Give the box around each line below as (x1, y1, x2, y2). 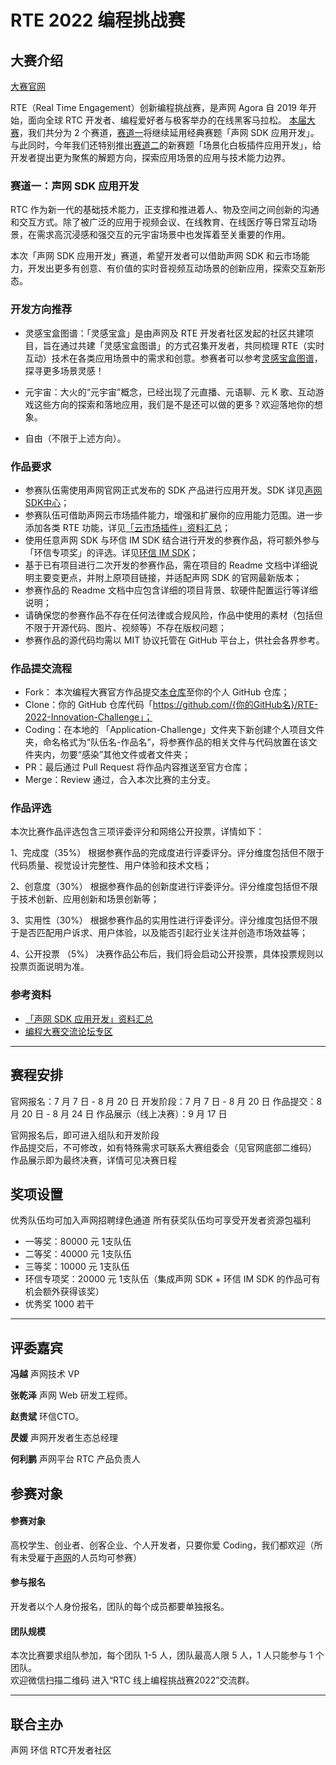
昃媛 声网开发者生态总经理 (10, 1432, 118, 1444)
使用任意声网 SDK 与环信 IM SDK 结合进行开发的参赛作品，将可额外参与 (24, 534, 320, 546)
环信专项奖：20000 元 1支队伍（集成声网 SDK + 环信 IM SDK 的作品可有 (24, 1273, 321, 1285)
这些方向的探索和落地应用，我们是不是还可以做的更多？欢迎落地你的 (33, 398, 315, 410)
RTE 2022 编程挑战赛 (10, 9, 186, 32)
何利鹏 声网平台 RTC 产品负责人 (10, 1453, 141, 1465)
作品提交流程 (10, 661, 73, 675)
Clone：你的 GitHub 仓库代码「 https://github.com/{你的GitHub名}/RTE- (24, 699, 319, 711)
